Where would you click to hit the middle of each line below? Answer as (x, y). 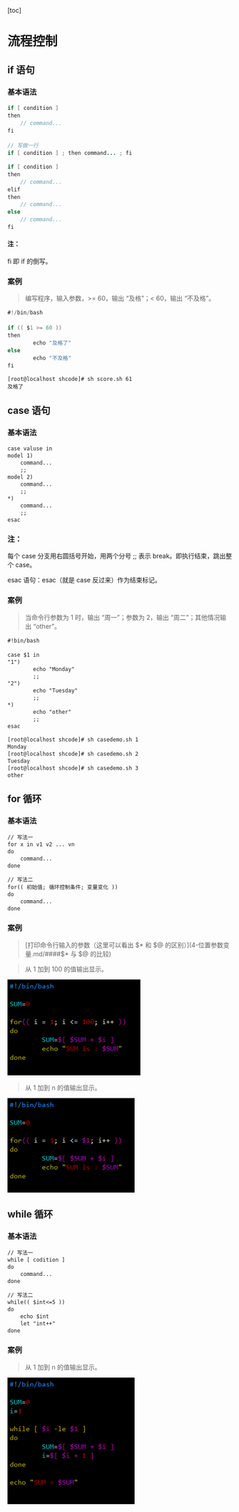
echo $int (35, 1317)
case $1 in (24, 655)
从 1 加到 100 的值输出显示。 (66, 969)
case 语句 (29, 410)
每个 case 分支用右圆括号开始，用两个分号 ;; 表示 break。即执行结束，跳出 (117, 556)
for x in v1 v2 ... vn (41, 844)
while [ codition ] (36, 1260)
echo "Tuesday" (56, 690)
